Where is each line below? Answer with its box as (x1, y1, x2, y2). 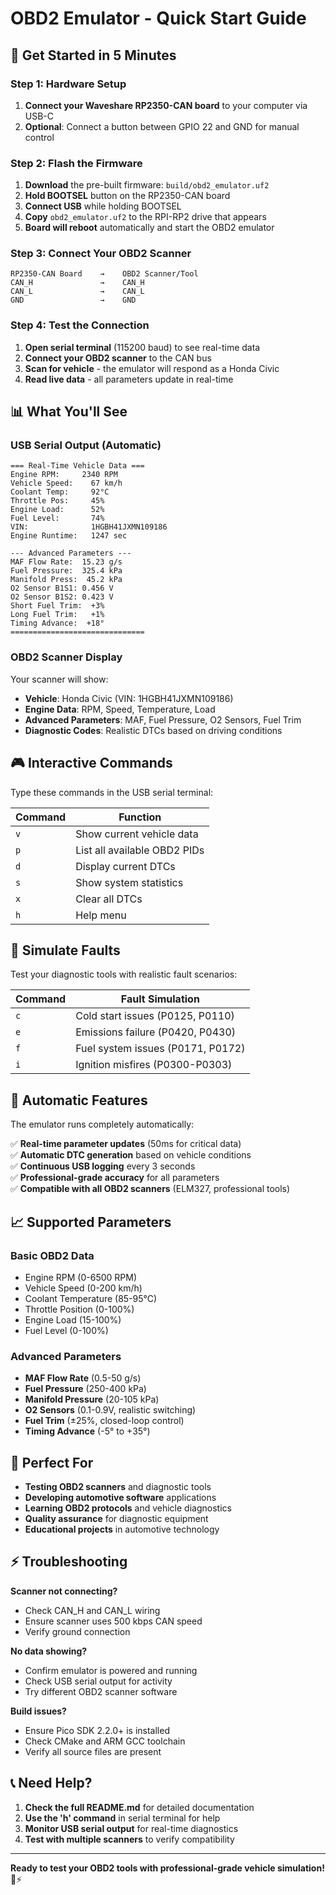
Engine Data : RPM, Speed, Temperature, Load (24, 703, 216, 715)
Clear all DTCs (75, 892, 143, 906)
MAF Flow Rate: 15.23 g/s (10, 557, 123, 567)
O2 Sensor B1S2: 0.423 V (10, 592, 114, 602)
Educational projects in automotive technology (24, 1523, 220, 1535)
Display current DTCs (75, 859, 176, 873)
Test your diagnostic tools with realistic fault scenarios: (10, 968, 238, 981)
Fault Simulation (120, 992, 200, 1006)
